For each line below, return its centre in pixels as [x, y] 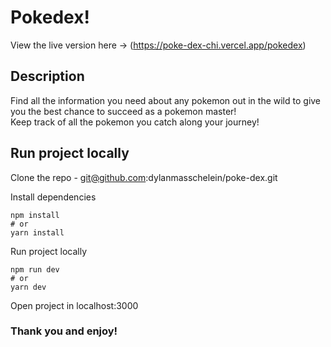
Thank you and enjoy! [64, 331]
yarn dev [28, 287]
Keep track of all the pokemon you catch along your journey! [135, 122]
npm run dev [35, 269]
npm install [35, 215]
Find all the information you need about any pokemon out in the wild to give [166, 100]
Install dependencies [53, 197]
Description [47, 76]
